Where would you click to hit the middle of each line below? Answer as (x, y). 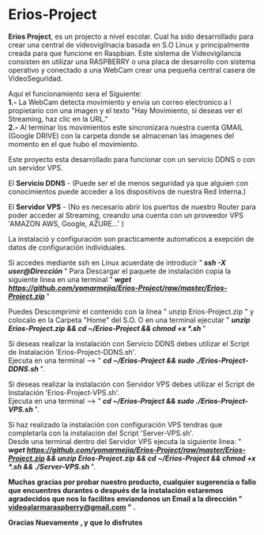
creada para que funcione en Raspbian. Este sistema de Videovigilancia (125, 53)
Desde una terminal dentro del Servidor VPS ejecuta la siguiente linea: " (125, 441)
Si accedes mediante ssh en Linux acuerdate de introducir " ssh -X (117, 262)
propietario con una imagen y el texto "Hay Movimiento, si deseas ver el (125, 110)
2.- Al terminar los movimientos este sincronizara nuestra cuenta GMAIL (126, 127)
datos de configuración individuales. (68, 247)
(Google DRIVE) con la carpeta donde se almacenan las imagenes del (121, 135)
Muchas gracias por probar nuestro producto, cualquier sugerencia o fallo (132, 482)
